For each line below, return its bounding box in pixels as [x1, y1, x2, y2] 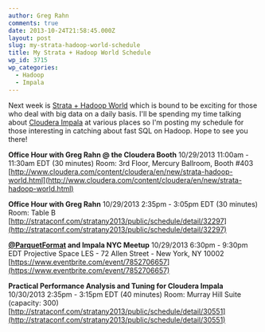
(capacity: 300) [8, 298, 60, 307]
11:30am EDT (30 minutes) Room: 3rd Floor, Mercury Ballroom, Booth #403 [8, 158, 254, 168]
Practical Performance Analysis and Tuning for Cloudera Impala [8, 281, 224, 290]
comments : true [8, 19, 59, 27]
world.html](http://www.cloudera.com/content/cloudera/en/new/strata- [8, 175, 243, 184]
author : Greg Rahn [8, 11, 69, 20]
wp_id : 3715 [8, 57, 48, 65]
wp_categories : [8, 64, 59, 72]
